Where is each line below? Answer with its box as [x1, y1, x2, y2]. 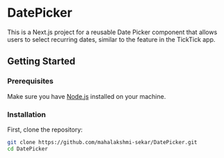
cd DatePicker [7, 145, 49, 152]
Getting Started [7, 56, 76, 68]
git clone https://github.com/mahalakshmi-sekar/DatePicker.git [7, 139, 198, 145]
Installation [7, 109, 47, 119]
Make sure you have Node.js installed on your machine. [7, 92, 166, 100]
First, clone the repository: [7, 125, 83, 134]
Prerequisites [7, 77, 54, 86]
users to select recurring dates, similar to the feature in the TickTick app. [7, 35, 216, 43]
